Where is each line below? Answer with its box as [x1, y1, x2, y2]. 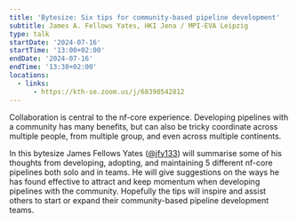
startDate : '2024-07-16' [9, 37, 101, 47]
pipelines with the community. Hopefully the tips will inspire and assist [9, 186, 267, 196]
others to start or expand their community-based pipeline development [9, 194, 269, 205]
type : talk [9, 29, 50, 38]
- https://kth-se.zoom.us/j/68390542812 [32, 87, 185, 96]
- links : [17, 79, 50, 88]
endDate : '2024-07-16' [9, 54, 93, 63]
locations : [9, 71, 50, 80]
